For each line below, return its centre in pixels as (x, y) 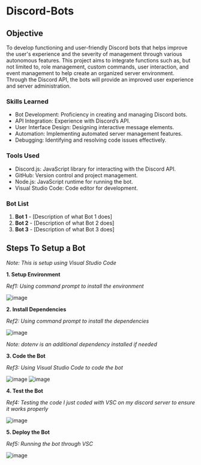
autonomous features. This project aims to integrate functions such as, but (98, 60)
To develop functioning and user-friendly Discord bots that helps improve (97, 47)
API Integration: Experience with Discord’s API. (73, 121)
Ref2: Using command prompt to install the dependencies (78, 321)
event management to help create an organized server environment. (90, 73)
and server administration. (39, 86)
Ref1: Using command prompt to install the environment (75, 286)
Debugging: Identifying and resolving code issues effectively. (91, 140)
